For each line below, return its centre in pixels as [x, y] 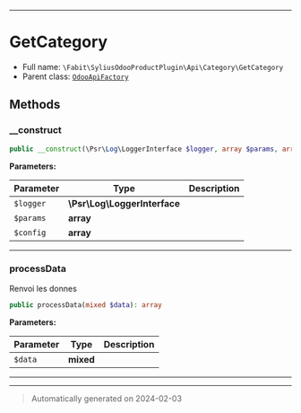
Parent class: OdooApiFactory [75, 76]
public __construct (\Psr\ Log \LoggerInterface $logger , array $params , [144, 149]
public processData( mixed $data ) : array [86, 305]
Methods [35, 105]
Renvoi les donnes [43, 288]
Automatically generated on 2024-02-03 [106, 398]
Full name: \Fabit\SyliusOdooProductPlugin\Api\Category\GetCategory [153, 66]
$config [30, 233]
